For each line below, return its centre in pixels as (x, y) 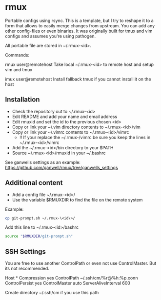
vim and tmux (19, 69)
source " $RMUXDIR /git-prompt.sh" (39, 236)
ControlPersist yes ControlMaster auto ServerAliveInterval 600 (68, 283)
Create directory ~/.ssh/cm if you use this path (52, 293)
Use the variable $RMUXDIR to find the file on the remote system (77, 200)
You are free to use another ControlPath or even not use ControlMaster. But (81, 263)
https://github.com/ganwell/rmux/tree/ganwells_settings (61, 167)
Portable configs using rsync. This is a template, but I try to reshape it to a (79, 20)
